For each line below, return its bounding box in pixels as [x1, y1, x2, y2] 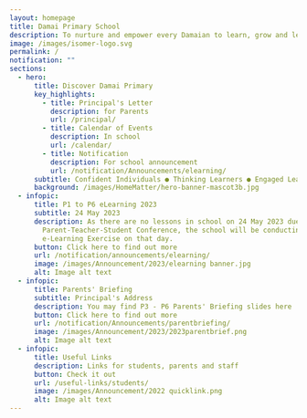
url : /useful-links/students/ [33, 378, 149, 388]
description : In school [49, 132, 142, 141]
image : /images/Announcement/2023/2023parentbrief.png [33, 328, 248, 337]
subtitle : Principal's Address [33, 293, 153, 302]
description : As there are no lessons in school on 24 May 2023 [33, 216, 284, 226]
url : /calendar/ [49, 141, 112, 150]
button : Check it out [33, 370, 117, 379]
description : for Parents [49, 107, 149, 116]
